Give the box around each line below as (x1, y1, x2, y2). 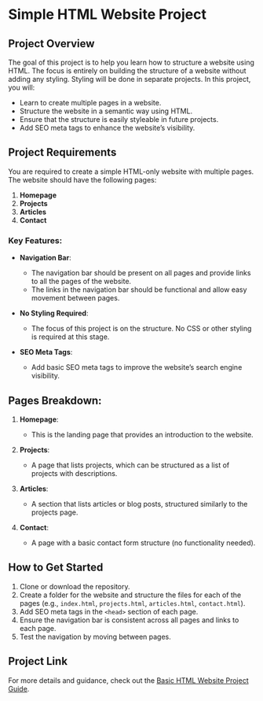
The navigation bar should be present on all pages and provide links (31, 268, 251, 278)
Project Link (8, 655, 68, 668)
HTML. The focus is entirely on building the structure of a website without (8, 66, 247, 76)
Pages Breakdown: (8, 393, 102, 407)
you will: (8, 83, 35, 92)
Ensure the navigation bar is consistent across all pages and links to (19, 615, 239, 625)
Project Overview (8, 37, 95, 50)
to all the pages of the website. (31, 277, 132, 286)
